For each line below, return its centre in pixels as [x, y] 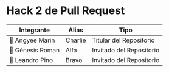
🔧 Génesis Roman [35, 50]
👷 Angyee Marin [32, 40]
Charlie [76, 40]
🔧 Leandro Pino [31, 60]
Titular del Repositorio [123, 40]
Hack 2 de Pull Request [66, 11]
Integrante [35, 30]
